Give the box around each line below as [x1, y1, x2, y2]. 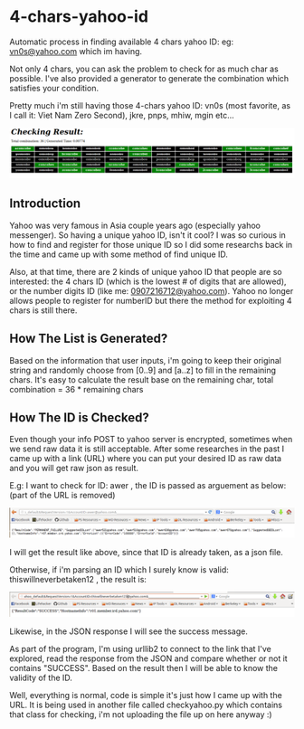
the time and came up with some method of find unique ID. [9, 249, 229, 260]
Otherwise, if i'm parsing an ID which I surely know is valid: [9, 564, 229, 575]
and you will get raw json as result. [9, 463, 138, 474]
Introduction [9, 196, 81, 212]
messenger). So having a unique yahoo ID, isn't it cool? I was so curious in [9, 229, 287, 241]
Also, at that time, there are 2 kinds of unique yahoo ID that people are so [9, 266, 282, 277]
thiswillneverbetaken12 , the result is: [9, 574, 147, 585]
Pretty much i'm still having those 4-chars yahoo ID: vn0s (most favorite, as [9, 99, 291, 110]
